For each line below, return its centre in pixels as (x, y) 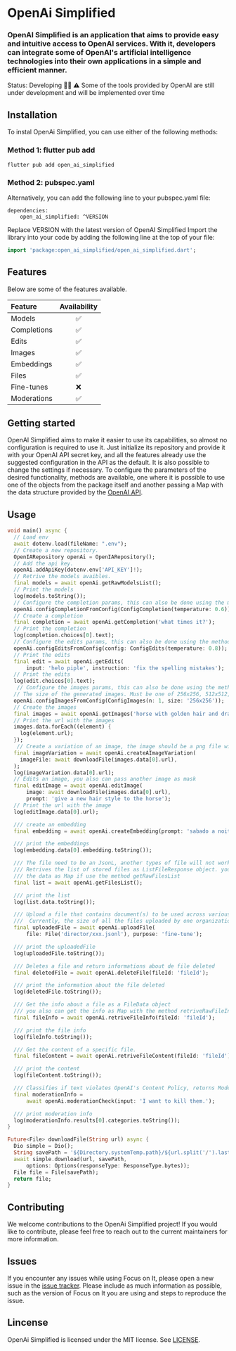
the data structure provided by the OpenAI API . (75, 492)
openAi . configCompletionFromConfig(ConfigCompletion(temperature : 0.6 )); (124, 609)
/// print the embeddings (52, 844)
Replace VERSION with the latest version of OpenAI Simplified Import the (112, 229)
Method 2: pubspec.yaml (51, 182)
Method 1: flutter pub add (51, 151)
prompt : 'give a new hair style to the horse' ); (98, 799)
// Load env (31, 537)
